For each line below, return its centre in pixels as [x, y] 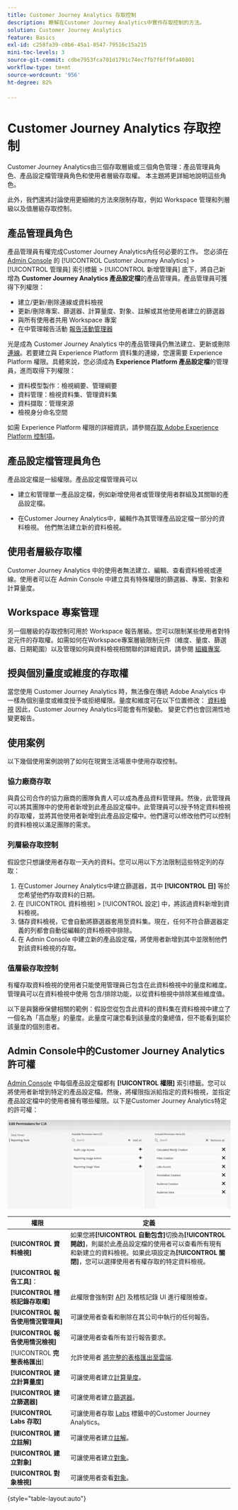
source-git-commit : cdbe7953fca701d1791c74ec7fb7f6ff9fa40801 [101, 60]
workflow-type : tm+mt [39, 67]
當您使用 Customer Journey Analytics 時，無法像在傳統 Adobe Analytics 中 [117, 692]
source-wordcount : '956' [44, 75]
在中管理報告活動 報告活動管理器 [65, 329]
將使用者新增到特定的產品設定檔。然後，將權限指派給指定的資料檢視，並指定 [119, 1092]
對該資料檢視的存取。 [49, 947]
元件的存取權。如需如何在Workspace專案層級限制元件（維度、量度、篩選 [120, 640]
